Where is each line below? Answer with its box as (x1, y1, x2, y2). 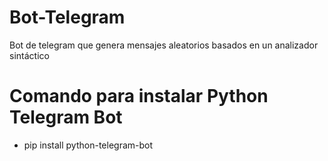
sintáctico (9, 49, 50, 61)
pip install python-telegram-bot (23, 139, 154, 151)
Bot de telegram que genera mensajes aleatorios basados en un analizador (9, 39, 319, 51)
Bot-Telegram (9, 6, 126, 29)
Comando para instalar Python (9, 85, 269, 108)
